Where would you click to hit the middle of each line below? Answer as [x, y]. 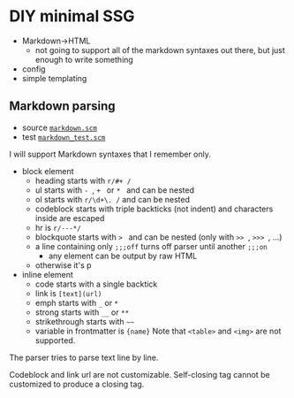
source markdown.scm [59, 127]
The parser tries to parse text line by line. [84, 357]
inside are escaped [70, 218]
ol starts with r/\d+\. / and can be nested [113, 199]
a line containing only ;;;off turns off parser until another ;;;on [151, 246]
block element [48, 171]
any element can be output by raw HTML [123, 256]
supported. [55, 340]
